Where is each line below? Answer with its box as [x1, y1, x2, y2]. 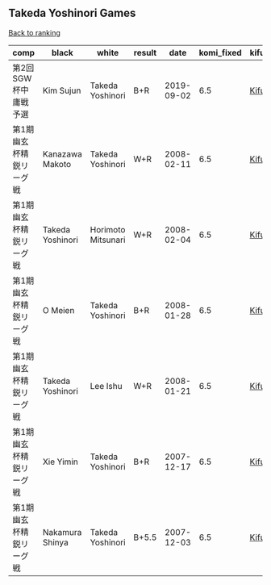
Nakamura [42, 526, 82, 537]
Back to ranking [8, 27, 60, 37]
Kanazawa [42, 148, 82, 160]
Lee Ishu [90, 380, 123, 391]
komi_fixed [198, 47, 242, 58]
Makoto [42, 158, 72, 169]
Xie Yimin [42, 456, 78, 467]
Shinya [42, 537, 69, 548]
